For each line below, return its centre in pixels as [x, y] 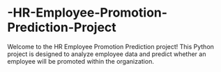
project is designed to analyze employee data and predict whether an [107, 54]
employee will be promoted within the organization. [81, 61]
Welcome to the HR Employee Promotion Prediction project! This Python [111, 46]
